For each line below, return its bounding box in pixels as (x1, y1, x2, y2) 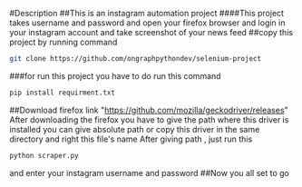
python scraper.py (9, 151, 79, 160)
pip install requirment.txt (9, 88, 116, 97)
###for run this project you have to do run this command (9, 70, 221, 81)
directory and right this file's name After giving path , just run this (9, 133, 253, 144)
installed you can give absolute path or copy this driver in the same (9, 123, 260, 134)
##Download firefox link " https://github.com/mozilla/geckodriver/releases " (9, 104, 288, 115)
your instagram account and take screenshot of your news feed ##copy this (9, 27, 293, 37)
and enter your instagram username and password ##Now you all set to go (9, 167, 290, 178)
